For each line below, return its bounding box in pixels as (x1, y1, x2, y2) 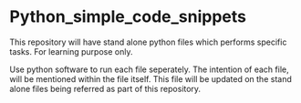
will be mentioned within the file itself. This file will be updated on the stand (9, 73, 292, 84)
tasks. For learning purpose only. (9, 46, 133, 57)
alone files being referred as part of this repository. (9, 83, 202, 94)
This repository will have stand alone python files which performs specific (9, 36, 287, 47)
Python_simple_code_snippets (9, 6, 246, 27)
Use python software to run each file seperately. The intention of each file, (9, 64, 289, 75)
